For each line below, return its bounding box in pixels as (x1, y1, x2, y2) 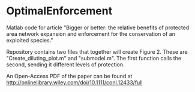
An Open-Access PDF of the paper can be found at (6, 72, 133, 79)
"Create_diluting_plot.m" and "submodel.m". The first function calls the (6, 54, 182, 62)
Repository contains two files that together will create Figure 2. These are (6, 48, 188, 55)
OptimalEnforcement (6, 4, 113, 18)
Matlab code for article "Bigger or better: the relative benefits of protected (6, 24, 190, 31)
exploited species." (6, 36, 53, 44)
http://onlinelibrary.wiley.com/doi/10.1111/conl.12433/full (6, 79, 143, 86)
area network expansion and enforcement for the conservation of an (6, 30, 176, 37)
